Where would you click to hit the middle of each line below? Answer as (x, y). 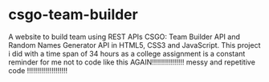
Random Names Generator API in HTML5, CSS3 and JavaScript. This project (134, 45)
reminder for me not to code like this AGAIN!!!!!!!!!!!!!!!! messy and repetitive (132, 62)
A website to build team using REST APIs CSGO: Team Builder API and (124, 37)
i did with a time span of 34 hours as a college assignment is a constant (127, 53)
